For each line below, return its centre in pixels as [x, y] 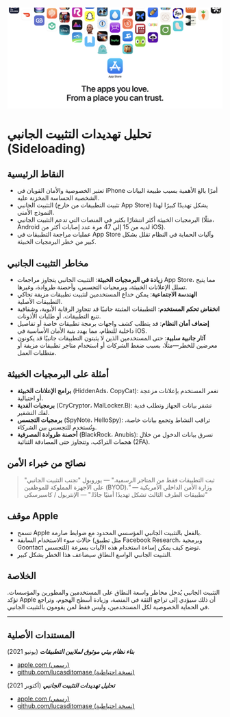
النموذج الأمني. [36, 213]
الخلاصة [22, 576]
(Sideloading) [47, 149]
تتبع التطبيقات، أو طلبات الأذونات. [59, 316]
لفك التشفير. [33, 412]
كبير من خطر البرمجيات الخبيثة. [57, 242]
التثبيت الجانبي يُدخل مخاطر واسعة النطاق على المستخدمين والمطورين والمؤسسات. [114, 592]
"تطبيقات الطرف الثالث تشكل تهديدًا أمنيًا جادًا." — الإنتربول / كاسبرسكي [116, 494]
